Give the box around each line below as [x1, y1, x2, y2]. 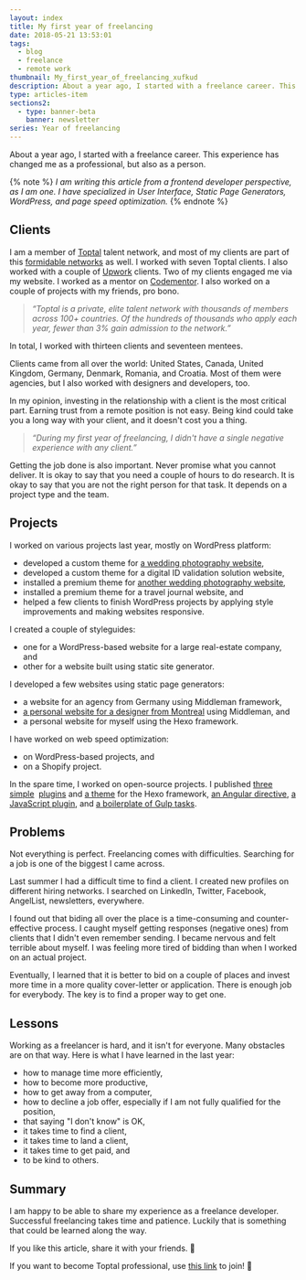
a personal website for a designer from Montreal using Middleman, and [22, 706, 290, 717]
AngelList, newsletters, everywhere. [9, 895, 144, 906]
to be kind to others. [22, 1155, 99, 1166]
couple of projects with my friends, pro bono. [9, 285, 180, 296]
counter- [256, 913, 290, 924]
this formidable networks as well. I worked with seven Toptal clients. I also [9, 256, 289, 267]
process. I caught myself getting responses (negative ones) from [44, 923, 290, 933]
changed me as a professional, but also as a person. [9, 159, 206, 169]
